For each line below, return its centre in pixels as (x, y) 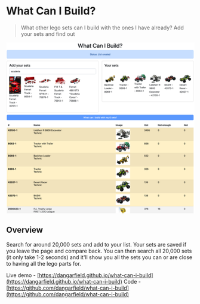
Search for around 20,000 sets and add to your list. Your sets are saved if (96, 244)
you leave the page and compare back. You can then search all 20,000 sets (99, 251)
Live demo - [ (23, 275)
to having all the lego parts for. (44, 263)
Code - (132, 281)
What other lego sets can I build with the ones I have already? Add (102, 28)
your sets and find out (48, 34)
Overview (25, 230)
